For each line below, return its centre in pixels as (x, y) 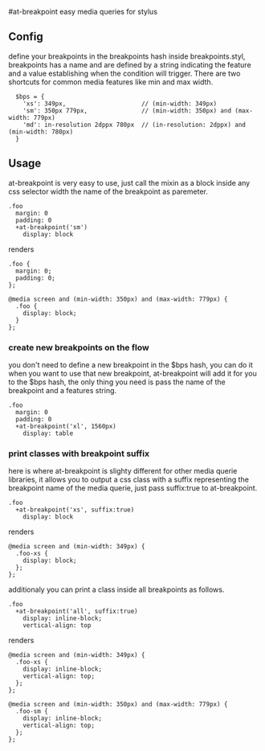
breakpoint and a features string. (63, 390)
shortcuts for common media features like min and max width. (111, 82)
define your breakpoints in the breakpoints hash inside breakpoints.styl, (127, 56)
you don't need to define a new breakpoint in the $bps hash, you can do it (130, 364)
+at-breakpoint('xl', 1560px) (66, 426)
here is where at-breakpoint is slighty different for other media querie (123, 471)
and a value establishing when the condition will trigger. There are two (124, 73)
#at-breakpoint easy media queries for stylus (83, 12)
